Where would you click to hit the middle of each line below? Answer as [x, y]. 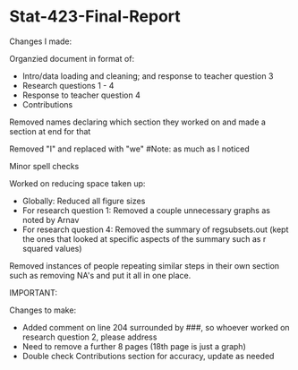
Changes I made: [41, 41]
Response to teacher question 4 [81, 95]
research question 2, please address [89, 337]
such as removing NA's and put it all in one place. [100, 275]
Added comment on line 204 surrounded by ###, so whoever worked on [156, 327]
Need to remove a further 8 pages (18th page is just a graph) [134, 346]
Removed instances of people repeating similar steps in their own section [145, 265]
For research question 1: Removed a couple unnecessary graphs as [146, 210]
